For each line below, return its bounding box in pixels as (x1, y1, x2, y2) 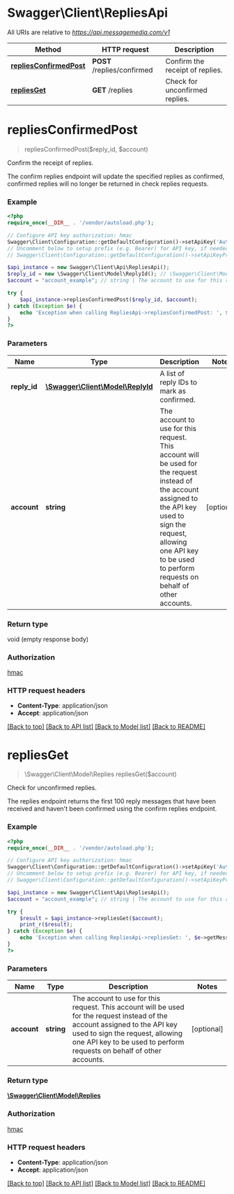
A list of (159, 368, 185, 378)
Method (34, 44, 61, 54)
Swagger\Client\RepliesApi (7, 5, 169, 21)
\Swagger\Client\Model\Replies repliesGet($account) (24, 770, 178, 778)
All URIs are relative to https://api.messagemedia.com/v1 (7, 28, 171, 36)
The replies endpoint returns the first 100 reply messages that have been (7, 797, 216, 806)
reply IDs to (159, 377, 197, 387)
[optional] (191, 1024, 224, 1034)
